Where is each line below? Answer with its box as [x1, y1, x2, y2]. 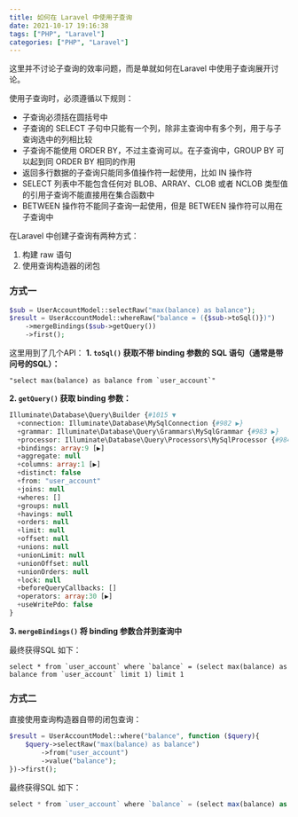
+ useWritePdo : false [17, 601, 93, 609]
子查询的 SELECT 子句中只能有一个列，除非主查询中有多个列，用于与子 [21, 123, 282, 134]
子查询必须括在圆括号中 [21, 112, 108, 122]
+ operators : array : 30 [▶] [17, 592, 114, 601]
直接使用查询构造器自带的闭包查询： [9, 714, 142, 725]
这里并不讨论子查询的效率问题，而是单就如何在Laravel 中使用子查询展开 [9, 63, 271, 74]
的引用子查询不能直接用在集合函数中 [21, 190, 155, 200]
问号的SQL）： [9, 358, 60, 369]
